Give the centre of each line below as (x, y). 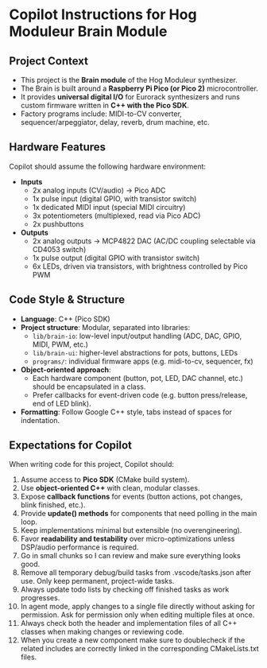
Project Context (48, 61)
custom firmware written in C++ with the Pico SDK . (105, 105)
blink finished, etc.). (53, 505)
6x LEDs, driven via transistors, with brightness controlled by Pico (140, 266)
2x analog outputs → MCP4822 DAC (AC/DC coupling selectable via (144, 241)
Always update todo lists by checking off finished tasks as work (125, 589)
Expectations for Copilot (71, 446)
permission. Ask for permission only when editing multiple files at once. (137, 615)
